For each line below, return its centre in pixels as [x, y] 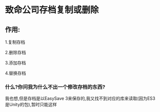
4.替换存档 [16, 73]
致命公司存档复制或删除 [52, 10]
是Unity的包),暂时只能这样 [31, 105]
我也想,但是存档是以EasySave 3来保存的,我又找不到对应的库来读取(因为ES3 [80, 98]
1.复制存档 [15, 42]
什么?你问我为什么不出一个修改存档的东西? [55, 87]
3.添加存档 [16, 63]
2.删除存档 [16, 52]
